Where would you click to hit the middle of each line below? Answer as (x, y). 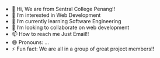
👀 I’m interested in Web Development (56, 15)
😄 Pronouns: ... (30, 42)
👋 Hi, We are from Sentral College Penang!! (63, 9)
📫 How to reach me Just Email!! (50, 34)
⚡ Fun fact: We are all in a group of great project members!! (83, 49)
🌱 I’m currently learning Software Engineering (66, 21)
